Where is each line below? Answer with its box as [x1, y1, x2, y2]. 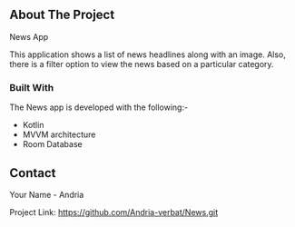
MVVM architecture [22, 129, 96, 140]
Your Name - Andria [9, 189, 84, 200]
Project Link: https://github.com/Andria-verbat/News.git [9, 206, 219, 217]
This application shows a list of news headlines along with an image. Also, [9, 49, 286, 60]
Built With [9, 81, 54, 94]
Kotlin [22, 120, 44, 131]
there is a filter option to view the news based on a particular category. [9, 58, 274, 69]
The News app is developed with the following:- [9, 102, 189, 113]
